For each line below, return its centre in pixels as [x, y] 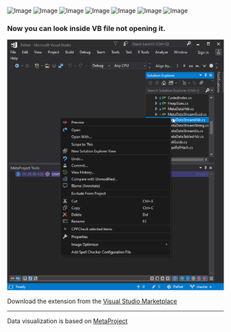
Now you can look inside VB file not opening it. [87, 28]
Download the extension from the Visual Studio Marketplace [92, 301]
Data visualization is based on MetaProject [67, 321]
